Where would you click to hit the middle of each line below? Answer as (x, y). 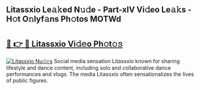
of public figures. (27, 80)
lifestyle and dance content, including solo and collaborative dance (89, 68)
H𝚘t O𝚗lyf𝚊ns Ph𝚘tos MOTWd (64, 19)
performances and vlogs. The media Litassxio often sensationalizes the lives (100, 74)
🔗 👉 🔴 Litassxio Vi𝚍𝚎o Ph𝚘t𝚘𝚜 (65, 44)
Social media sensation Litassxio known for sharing (117, 61)
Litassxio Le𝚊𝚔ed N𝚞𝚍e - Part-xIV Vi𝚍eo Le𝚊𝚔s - (99, 10)
